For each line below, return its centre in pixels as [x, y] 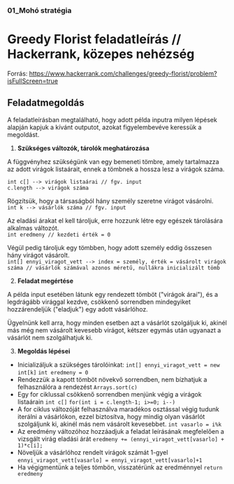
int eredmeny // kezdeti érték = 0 [59, 235]
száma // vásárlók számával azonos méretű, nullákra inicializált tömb [114, 267]
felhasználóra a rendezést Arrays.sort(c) [77, 387]
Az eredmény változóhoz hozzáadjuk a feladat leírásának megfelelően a [121, 431]
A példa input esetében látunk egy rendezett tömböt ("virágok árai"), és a [113, 294]
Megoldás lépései [44, 351]
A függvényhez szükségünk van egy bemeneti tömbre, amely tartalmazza [113, 161]
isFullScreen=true [32, 81]
